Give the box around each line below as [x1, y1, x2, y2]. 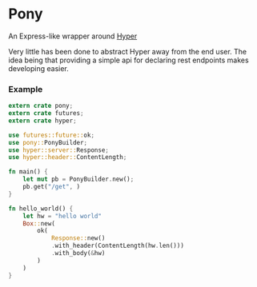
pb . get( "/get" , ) [22, 183, 81, 191]
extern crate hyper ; [8, 117, 78, 125]
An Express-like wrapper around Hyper [8, 31, 138, 41]
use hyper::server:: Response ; [8, 145, 110, 154]
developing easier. [8, 63, 70, 73]
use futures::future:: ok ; [8, 131, 94, 139]
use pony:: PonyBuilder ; [8, 138, 88, 146]
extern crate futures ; [8, 110, 84, 118]
